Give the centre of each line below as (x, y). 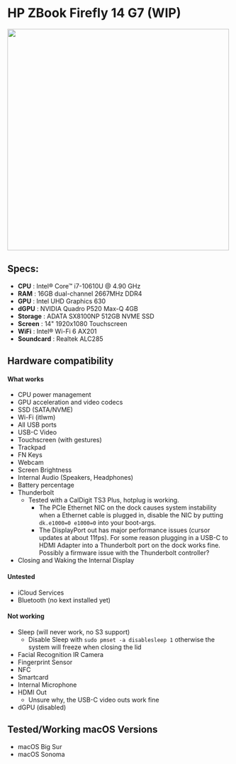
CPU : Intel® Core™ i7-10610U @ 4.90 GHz (79, 286)
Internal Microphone (47, 685)
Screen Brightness (45, 470)
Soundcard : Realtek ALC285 (61, 339)
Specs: (23, 269)
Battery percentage (46, 485)
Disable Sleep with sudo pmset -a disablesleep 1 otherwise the (121, 639)
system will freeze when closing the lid (85, 647)
